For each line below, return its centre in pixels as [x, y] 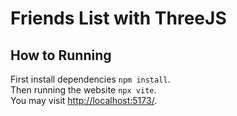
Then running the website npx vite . [83, 90]
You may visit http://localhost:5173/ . [84, 100]
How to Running [61, 55]
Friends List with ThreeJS [118, 18]
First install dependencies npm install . [90, 79]
